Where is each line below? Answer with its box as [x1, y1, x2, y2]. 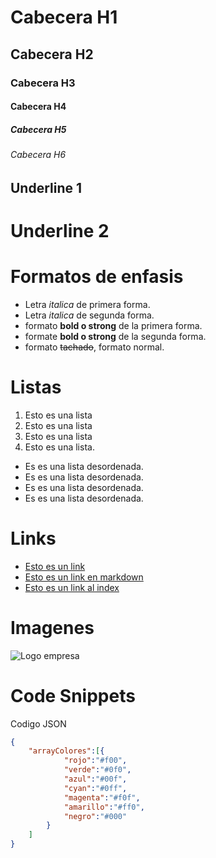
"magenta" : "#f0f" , [63, 792, 141, 803]
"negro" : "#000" [63, 811, 128, 821]
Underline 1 [10, 179, 83, 196]
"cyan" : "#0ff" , [63, 783, 128, 793]
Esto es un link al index [24, 581, 120, 593]
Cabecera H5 [10, 123, 67, 135]
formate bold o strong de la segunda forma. [24, 330, 207, 342]
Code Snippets [10, 684, 136, 707]
